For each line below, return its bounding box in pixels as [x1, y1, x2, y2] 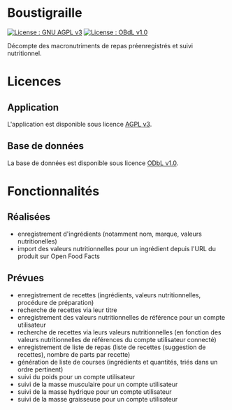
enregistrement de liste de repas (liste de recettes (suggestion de [17, 343, 206, 351]
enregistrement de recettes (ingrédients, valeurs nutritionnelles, [17, 290, 201, 299]
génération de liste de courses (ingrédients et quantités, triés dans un [17, 358, 218, 366]
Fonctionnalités [7, 183, 100, 199]
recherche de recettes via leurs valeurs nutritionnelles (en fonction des [17, 327, 222, 337]
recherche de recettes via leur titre [17, 306, 117, 314]
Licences [7, 73, 61, 90]
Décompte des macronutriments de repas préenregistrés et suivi [7, 41, 194, 50]
